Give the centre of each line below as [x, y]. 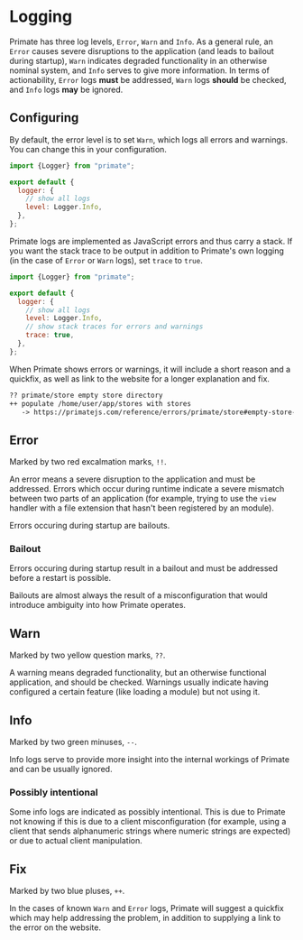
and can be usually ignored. [61, 770]
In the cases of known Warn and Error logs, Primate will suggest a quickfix [147, 908]
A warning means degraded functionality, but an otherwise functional [138, 673]
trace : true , [50, 336]
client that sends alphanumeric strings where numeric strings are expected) [150, 831]
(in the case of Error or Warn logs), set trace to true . [106, 260]
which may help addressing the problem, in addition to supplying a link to [145, 918]
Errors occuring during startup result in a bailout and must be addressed [143, 568]
